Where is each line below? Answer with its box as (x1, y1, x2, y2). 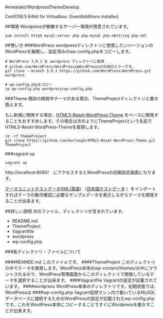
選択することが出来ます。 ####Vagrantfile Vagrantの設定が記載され (18, 277, 153, 283)
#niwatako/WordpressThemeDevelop (5, 4, 79, 10)
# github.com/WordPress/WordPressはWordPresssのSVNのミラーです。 (5, 64, 135, 69)
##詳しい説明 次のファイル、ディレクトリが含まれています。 (5, 209, 126, 214)
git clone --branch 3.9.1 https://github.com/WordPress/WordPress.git (5, 69, 151, 73)
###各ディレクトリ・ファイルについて (5, 249, 81, 254)
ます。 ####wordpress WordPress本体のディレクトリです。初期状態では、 (9, 283, 159, 289)
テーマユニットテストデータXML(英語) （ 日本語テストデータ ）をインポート (5, 186, 157, 192)
